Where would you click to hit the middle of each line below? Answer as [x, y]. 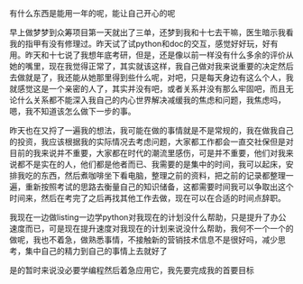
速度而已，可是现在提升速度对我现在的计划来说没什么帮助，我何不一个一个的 [151, 229]
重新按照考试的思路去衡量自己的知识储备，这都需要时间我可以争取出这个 [159, 187]
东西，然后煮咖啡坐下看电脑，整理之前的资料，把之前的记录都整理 [163, 175]
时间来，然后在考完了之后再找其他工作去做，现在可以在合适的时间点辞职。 [147, 198]
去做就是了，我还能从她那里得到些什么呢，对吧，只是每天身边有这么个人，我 [151, 78]
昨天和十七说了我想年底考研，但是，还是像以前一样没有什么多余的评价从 [159, 55]
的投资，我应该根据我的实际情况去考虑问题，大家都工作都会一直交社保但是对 [151, 142]
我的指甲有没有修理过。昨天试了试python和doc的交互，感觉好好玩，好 [140, 44]
